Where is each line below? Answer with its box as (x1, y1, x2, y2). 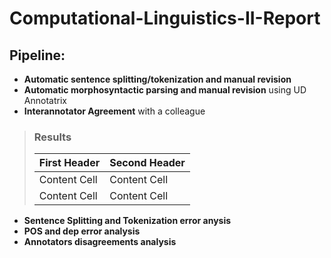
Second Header (109, 156, 186, 170)
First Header (38, 156, 101, 170)
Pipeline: (9, 47, 66, 64)
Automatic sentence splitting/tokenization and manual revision (23, 73, 292, 85)
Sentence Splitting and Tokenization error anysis (23, 215, 232, 227)
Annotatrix (23, 95, 67, 106)
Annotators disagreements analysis (23, 236, 177, 248)
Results (33, 130, 72, 144)
